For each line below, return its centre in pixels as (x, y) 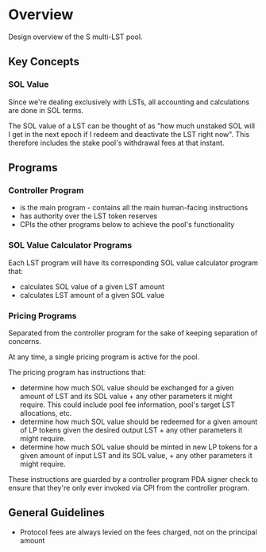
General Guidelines (56, 513)
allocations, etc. (46, 413)
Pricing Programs (42, 315)
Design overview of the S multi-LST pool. (75, 37)
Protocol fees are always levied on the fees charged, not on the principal (139, 532)
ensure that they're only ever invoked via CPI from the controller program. (129, 487)
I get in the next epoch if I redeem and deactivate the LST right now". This (129, 134)
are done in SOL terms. (46, 110)
